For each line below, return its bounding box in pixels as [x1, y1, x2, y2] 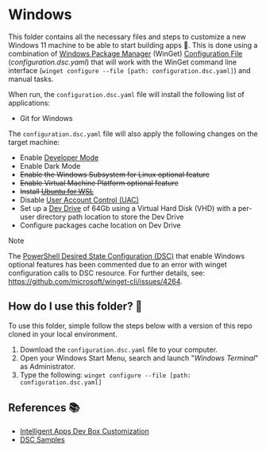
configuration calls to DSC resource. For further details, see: [8, 268, 205, 278]
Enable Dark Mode [19, 161, 81, 170]
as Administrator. [19, 361, 75, 371]
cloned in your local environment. [8, 329, 118, 339]
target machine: [8, 137, 60, 146]
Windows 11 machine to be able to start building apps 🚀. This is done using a [8, 40, 258, 49]
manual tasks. [8, 74, 54, 84]
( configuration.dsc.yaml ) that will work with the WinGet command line [8, 57, 237, 67]
